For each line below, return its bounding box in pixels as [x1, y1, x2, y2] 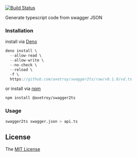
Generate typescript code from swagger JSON [5, 15, 103, 20]
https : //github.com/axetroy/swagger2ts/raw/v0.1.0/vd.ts [10, 76, 132, 82]
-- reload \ [10, 67, 33, 72]
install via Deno [5, 38, 37, 45]
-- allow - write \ [10, 58, 44, 63]
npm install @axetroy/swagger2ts [5, 95, 76, 100]
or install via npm [5, 86, 41, 92]
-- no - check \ [10, 62, 37, 68]
